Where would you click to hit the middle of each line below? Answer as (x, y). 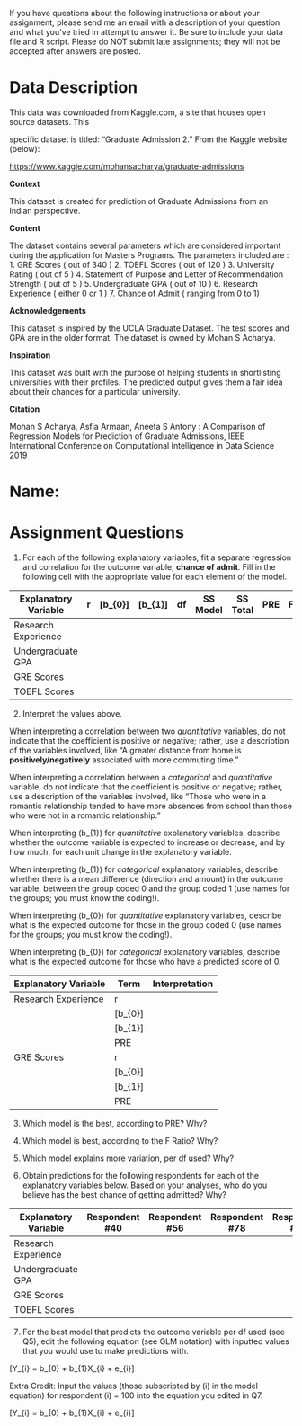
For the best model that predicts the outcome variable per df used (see (154, 1332)
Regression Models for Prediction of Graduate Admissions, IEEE (127, 436)
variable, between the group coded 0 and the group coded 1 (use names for (150, 888)
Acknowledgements (48, 310)
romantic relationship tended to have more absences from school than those (151, 806)
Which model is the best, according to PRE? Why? (115, 1124)
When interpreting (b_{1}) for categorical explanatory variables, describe (144, 869)
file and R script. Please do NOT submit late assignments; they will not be (145, 41)
